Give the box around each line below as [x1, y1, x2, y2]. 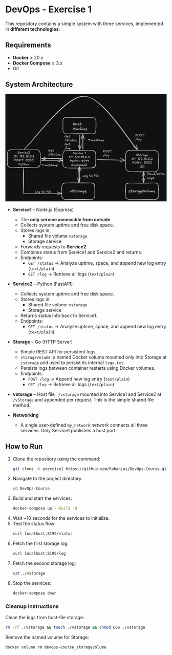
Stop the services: [12, 580, 51, 586]
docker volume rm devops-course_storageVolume [5, 644, 106, 650]
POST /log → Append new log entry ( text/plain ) [28, 375, 130, 382]
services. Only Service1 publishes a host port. [20, 427, 117, 433]
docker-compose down [12, 590, 57, 596]
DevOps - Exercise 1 [5, 4, 92, 15]
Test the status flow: [12, 521, 56, 527]
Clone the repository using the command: [12, 456, 101, 462]
